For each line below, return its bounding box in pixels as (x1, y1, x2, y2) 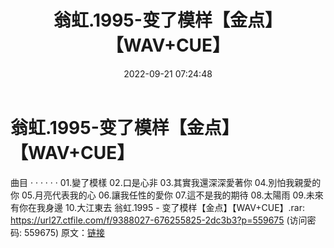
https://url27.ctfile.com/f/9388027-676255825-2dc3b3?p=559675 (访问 (10, 214, 308, 226)
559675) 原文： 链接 (23, 226, 106, 238)
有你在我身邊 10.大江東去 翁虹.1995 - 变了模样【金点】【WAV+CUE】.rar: (10, 201, 306, 213)
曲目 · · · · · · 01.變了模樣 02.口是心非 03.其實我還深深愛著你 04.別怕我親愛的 (10, 176, 322, 188)
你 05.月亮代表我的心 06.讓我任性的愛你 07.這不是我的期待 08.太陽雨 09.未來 (10, 189, 324, 201)
